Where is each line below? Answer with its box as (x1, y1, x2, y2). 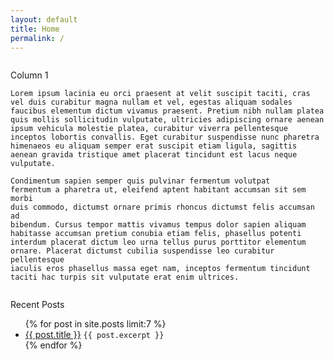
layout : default (10, 14, 78, 25)
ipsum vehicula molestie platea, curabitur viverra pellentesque (10, 124, 288, 134)
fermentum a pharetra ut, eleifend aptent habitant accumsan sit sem (10, 185, 307, 195)
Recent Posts (10, 299, 65, 311)
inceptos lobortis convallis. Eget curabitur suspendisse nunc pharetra (10, 132, 320, 143)
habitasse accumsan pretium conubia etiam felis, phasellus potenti (10, 229, 302, 239)
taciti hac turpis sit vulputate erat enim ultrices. (10, 272, 240, 283)
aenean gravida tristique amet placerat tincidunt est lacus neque (10, 150, 298, 160)
